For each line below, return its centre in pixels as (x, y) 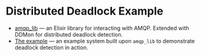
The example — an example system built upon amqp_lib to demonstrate (105, 41)
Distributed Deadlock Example (85, 11)
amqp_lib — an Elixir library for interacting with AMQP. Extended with (102, 28)
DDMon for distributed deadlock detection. (69, 34)
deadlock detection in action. (51, 47)
